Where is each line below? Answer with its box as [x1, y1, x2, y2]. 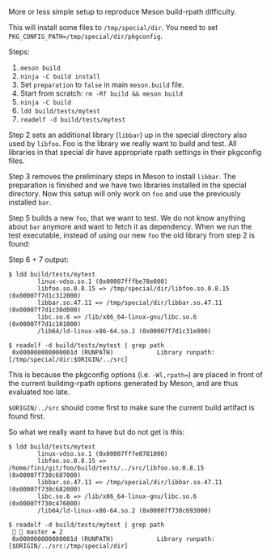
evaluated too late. [8, 387, 70, 397]
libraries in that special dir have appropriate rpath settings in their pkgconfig [8, 148, 262, 157]
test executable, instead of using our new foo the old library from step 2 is [8, 230, 255, 240]
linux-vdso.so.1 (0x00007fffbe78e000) [37, 277, 168, 285]
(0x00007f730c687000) [8, 471, 82, 479]
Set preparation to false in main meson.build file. [19, 80, 184, 89]
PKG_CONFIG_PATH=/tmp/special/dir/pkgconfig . [8, 32, 163, 41]
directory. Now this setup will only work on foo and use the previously [8, 189, 241, 198]
